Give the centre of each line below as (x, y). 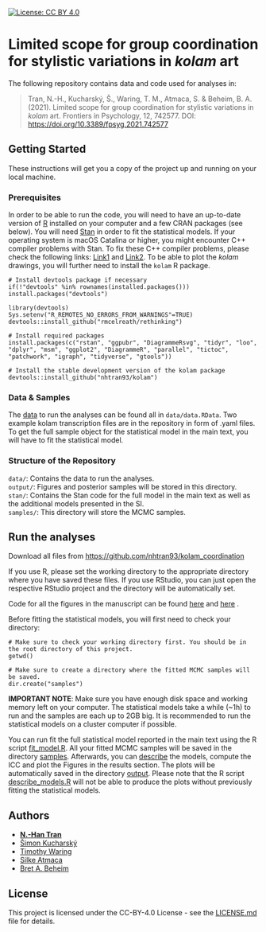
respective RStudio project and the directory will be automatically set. (122, 588)
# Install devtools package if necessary (78, 280)
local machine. (32, 177)
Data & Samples (39, 397)
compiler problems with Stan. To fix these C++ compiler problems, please (129, 249)
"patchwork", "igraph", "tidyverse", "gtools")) (90, 357)
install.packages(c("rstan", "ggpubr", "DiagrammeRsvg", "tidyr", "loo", (133, 343)
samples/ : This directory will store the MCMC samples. (97, 512)
